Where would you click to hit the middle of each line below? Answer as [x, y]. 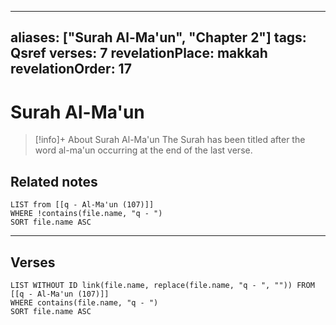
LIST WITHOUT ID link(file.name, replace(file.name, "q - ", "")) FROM [162, 285]
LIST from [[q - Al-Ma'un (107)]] [82, 205]
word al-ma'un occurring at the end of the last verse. [143, 150]
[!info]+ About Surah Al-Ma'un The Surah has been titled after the [170, 140]
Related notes [54, 181]
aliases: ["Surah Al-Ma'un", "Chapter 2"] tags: [158, 37]
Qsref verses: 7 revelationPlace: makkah [139, 53]
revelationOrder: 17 [71, 69]
